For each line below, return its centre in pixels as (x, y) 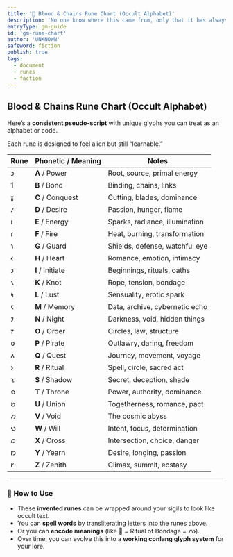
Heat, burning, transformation (156, 234)
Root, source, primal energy (153, 173)
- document (29, 65)
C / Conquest (56, 197)
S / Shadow (53, 380)
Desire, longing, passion (147, 453)
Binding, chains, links (142, 185)
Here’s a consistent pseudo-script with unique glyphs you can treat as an (113, 123)
